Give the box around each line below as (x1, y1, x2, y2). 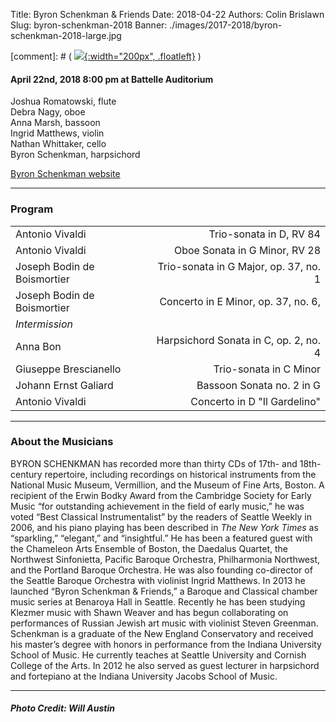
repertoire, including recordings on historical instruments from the (44, 468, 317, 480)
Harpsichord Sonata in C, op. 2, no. (156, 333, 321, 347)
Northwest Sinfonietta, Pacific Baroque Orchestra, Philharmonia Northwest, (10, 553, 321, 565)
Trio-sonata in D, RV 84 (208, 227, 321, 241)
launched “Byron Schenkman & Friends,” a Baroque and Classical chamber (10, 585, 318, 597)
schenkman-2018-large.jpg (10, 30, 122, 41)
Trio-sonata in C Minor (213, 362, 321, 376)
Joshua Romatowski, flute (10, 95, 117, 108)
